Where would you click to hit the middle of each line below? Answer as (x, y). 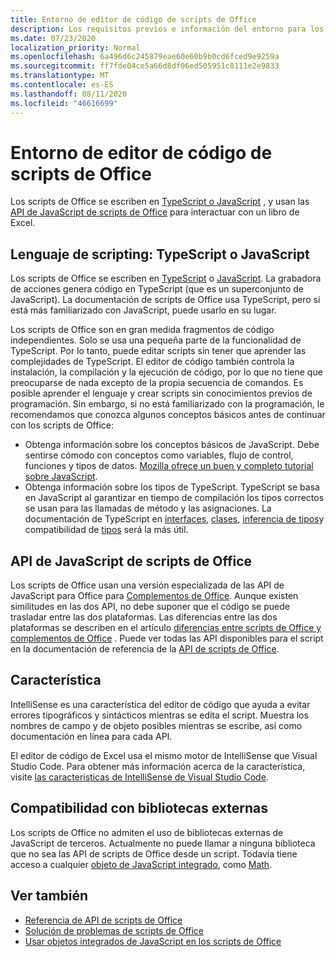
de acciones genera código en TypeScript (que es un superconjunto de (157, 289)
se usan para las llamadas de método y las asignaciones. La (148, 508)
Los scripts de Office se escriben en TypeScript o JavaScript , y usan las (160, 202)
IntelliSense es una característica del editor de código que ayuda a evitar (160, 704)
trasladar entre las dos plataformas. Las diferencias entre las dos (144, 617)
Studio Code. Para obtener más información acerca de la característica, (158, 766)
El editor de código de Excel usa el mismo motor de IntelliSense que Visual (164, 755)
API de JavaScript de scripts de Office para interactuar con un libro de (155, 212)
